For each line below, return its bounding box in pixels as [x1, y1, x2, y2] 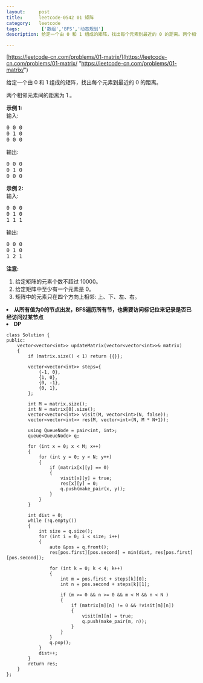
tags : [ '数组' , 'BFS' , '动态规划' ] [6, 25, 104, 32]
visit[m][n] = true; [82, 613, 134, 619]
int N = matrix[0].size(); [28, 407, 96, 413]
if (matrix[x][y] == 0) [49, 465, 110, 471]
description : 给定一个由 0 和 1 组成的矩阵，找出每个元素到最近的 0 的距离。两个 [6, 32, 192, 38]
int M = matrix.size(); [28, 401, 88, 407]
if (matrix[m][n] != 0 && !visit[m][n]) [71, 602, 174, 609]
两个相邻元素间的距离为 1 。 [6, 92, 76, 99]
